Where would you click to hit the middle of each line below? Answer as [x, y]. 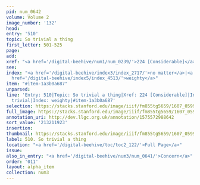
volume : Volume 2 [28, 17]
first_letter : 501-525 [34, 45]
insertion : [20, 128]
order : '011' [22, 162]
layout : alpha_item [30, 167]
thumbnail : [20, 134]
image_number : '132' [32, 23]
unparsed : [18, 90]
